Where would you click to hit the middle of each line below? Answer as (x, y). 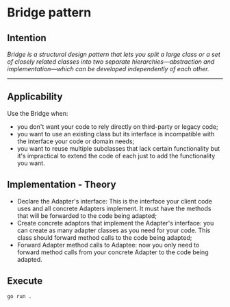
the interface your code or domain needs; (76, 141)
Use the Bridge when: (38, 113)
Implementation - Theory (62, 185)
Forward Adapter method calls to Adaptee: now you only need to (108, 245)
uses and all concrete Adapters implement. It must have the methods (114, 208)
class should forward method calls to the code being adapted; (104, 237)
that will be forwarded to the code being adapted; (87, 216)
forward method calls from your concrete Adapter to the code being (113, 252)
